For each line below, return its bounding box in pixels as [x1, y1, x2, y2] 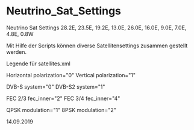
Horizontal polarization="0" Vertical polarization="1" [6, 71, 136, 78]
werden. [6, 48, 27, 55]
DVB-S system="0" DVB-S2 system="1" [6, 83, 105, 90]
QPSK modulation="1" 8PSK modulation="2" [6, 106, 116, 113]
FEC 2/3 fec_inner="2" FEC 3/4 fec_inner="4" [6, 95, 120, 102]
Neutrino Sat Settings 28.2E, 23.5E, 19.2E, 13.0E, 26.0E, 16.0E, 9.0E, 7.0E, [6, 24, 187, 31]
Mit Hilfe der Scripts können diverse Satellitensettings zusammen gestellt [6, 42, 188, 49]
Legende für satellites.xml [6, 60, 70, 67]
